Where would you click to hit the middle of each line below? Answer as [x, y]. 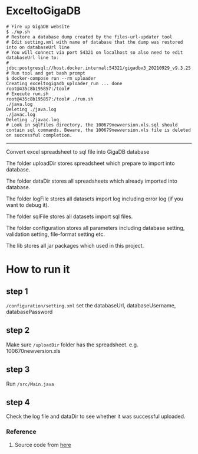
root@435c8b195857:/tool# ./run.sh [50, 99]
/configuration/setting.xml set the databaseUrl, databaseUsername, [91, 305]
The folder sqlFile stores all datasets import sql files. [70, 216]
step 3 [18, 370]
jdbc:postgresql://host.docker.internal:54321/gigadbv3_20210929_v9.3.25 [99, 68]
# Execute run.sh [27, 94]
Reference [21, 432]
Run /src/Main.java [30, 384]
